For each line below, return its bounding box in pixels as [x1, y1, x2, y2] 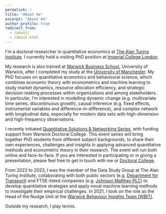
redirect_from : [5, 26, 37, 31]
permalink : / [5, 7, 32, 12]
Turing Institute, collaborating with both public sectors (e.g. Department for [5, 172, 159, 178]
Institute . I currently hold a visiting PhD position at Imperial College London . [5, 54, 159, 60]
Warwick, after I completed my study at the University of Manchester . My [5, 69, 155, 74]
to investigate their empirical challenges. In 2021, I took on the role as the [5, 188, 155, 194]
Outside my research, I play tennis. [5, 203, 76, 209]
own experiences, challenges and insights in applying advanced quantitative [5, 142, 161, 147]
